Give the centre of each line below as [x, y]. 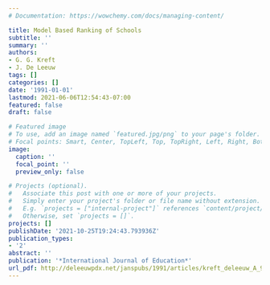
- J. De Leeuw [32, 68]
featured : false [35, 105]
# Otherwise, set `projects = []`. [72, 216]
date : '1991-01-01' [41, 90]
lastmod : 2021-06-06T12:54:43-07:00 [70, 97]
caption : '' [36, 157]
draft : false [30, 112]
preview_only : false [50, 172]
